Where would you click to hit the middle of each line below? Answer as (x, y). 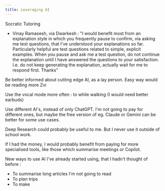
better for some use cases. (33, 119)
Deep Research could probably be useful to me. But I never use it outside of (82, 129)
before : (13, 164)
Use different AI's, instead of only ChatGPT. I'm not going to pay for (74, 109)
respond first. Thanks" (35, 70)
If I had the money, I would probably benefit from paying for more (72, 144)
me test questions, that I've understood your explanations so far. (78, 44)
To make (21, 184)
